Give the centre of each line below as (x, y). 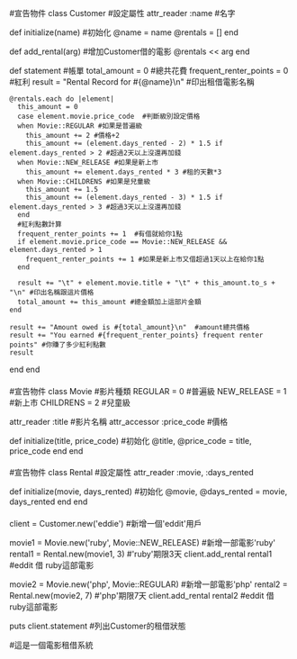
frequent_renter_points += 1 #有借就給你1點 (100, 234)
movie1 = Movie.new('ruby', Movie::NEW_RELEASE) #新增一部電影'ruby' (143, 542)
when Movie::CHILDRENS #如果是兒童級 (84, 182)
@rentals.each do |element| (62, 99)
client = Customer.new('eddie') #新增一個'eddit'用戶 (106, 523)
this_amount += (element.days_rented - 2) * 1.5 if (124, 143)
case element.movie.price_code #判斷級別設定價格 (109, 116)
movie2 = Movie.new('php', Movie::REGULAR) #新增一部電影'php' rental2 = (148, 584)
